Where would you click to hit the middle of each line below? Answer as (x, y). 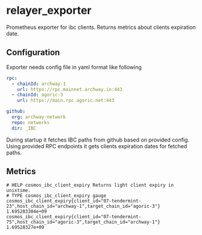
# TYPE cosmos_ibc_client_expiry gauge (56, 196)
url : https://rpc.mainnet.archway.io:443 (70, 89)
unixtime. (19, 190)
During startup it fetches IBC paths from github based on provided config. (98, 140)
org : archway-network (39, 117)
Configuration (33, 53)
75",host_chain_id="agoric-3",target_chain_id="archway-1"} (84, 222)
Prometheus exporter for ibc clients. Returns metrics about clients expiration (101, 27)
